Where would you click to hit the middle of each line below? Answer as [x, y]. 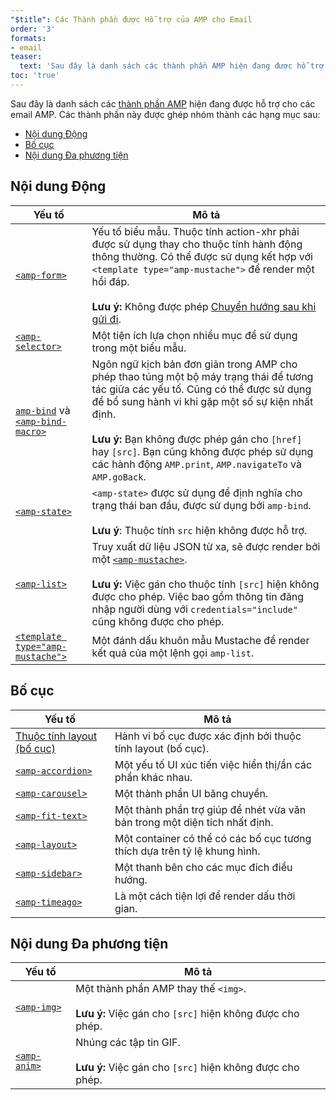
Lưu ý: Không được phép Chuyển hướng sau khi [204, 306]
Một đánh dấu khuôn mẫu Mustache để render [200, 640]
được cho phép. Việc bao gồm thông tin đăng [198, 596]
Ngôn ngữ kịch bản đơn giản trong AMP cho [194, 364]
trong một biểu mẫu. [139, 348]
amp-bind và [43, 410]
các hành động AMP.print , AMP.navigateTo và [196, 464]
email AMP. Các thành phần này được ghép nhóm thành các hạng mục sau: [165, 114]
